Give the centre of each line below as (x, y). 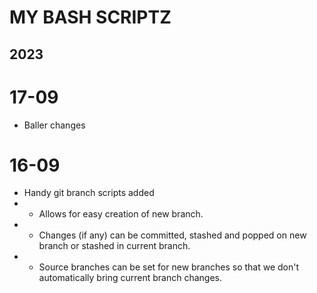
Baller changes (54, 125)
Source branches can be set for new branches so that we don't (169, 267)
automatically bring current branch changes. (130, 278)
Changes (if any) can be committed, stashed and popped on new (172, 235)
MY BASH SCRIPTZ (90, 17)
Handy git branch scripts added (89, 193)
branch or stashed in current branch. (114, 246)
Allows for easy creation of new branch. (121, 214)
